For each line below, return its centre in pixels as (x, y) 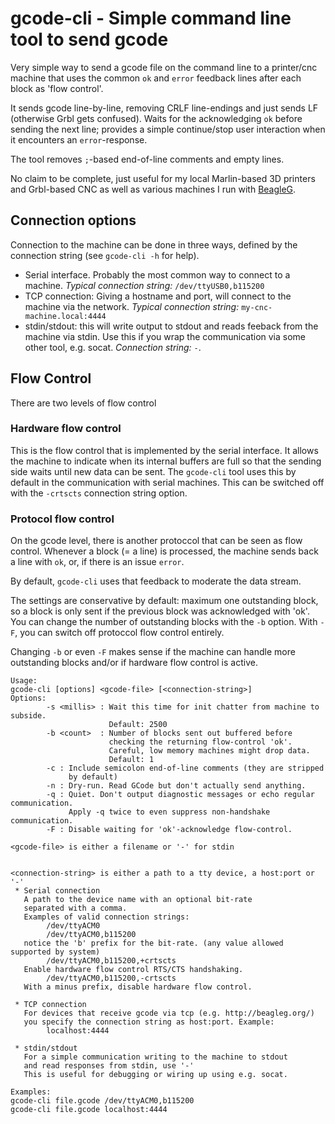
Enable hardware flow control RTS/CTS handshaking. (133, 970)
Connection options (73, 220)
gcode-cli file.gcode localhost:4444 (89, 1110)
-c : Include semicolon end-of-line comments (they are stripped (185, 768)
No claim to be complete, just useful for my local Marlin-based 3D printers (163, 178)
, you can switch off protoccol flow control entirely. (119, 633)
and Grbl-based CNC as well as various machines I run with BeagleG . (153, 189)
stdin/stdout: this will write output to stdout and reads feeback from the (171, 326)
